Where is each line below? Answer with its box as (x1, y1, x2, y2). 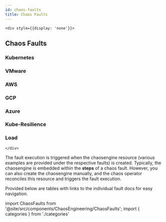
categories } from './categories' (5, 211, 69, 217)
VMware (5, 67, 26, 74)
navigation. (5, 191, 28, 197)
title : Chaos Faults (5, 12, 48, 17)
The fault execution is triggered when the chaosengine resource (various (5, 154, 155, 160)
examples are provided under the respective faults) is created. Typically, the (5, 160, 162, 166)
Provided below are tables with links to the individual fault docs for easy (5, 185, 153, 191)
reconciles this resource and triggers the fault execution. (5, 176, 122, 182)
